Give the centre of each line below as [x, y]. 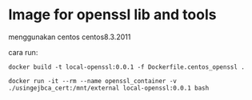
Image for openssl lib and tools [112, 15]
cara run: [23, 52]
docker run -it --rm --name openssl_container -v [93, 81]
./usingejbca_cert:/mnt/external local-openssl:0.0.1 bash [109, 88]
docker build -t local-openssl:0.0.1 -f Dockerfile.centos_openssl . [127, 67]
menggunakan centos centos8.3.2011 [70, 37]
